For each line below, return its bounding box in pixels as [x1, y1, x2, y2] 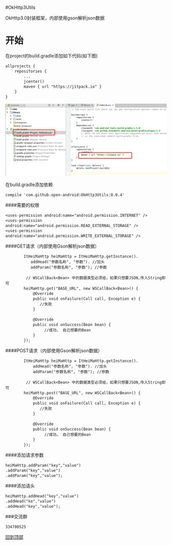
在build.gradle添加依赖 [5, 181, 53, 188]
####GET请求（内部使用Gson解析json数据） [5, 243, 100, 249]
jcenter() [24, 79, 45, 84]
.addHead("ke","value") [5, 499, 56, 504]
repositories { [14, 69, 47, 74]
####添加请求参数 [5, 452, 44, 458]
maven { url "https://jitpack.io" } [24, 84, 102, 89]
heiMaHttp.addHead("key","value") [5, 494, 79, 499]
